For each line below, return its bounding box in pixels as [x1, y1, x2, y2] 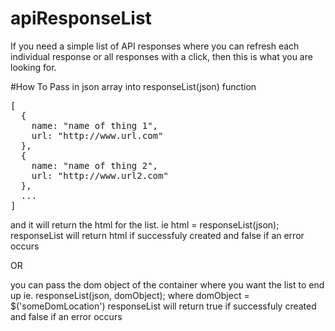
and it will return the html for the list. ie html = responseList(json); [10, 218, 280, 231]
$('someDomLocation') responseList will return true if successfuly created [10, 300, 317, 312]
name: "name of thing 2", [31, 160, 159, 171]
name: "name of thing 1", [31, 120, 159, 131]
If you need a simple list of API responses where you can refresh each [10, 40, 300, 52]
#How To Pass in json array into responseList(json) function [10, 80, 257, 92]
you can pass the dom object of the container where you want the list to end [10, 278, 325, 291]
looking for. [10, 61, 57, 73]
